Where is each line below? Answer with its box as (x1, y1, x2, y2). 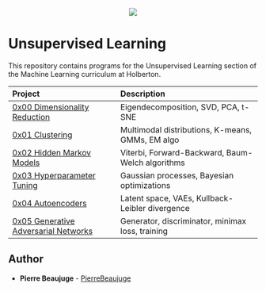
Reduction (12, 111, 50, 122)
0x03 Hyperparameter (12, 170, 97, 181)
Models (12, 157, 40, 168)
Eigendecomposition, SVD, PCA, (120, 101, 240, 113)
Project (12, 88, 40, 99)
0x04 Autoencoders (12, 197, 87, 209)
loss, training (120, 225, 169, 236)
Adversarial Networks (12, 225, 93, 236)
